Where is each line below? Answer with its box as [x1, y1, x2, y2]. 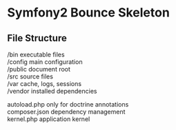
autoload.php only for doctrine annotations [7, 100, 129, 108]
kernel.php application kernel [7, 115, 90, 123]
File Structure [7, 32, 67, 44]
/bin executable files [7, 50, 65, 58]
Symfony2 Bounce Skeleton [7, 5, 170, 21]
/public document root [7, 65, 71, 73]
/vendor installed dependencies [7, 87, 97, 95]
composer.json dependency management [7, 108, 126, 116]
